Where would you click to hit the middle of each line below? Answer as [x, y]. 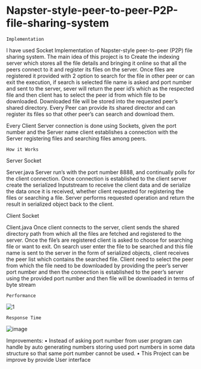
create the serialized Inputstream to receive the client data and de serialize [98, 185]
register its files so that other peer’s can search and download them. [91, 114]
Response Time [24, 318]
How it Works [22, 149]
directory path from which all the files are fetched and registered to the [94, 233]
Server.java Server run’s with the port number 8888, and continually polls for [101, 172]
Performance [21, 295]
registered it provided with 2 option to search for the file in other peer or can [100, 76]
